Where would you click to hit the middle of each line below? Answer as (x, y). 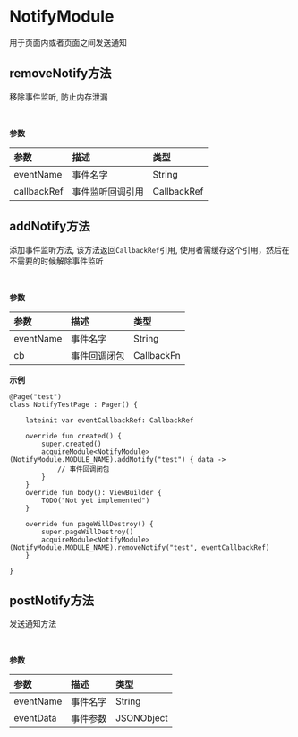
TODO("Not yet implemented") (96, 500)
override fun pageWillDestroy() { (89, 524)
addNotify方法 (50, 226)
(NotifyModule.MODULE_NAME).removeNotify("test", (104, 547)
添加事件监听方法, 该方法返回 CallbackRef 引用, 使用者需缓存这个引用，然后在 (149, 249)
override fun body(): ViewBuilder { (94, 492)
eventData (35, 718)
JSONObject (142, 718)
